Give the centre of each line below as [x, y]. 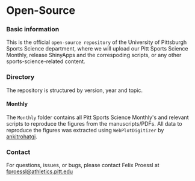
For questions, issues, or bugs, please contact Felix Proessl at [83, 165]
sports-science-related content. [46, 61]
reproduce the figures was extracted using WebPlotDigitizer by [85, 130]
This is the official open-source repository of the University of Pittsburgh [97, 42]
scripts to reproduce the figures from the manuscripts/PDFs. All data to [94, 123]
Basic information [33, 29]
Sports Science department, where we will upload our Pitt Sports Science [97, 49]
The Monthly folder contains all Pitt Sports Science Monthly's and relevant [97, 117]
